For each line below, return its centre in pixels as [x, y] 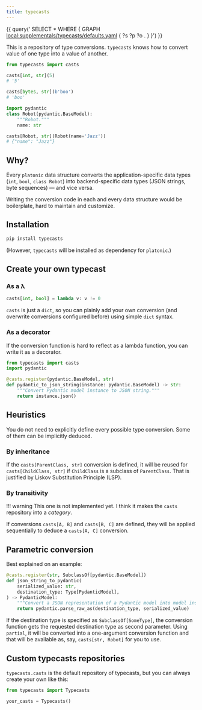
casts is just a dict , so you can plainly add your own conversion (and [92, 310]
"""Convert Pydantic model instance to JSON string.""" [89, 391]
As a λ [16, 286]
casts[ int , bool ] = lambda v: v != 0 [54, 299]
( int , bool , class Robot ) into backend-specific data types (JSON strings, [96, 181]
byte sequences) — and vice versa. [50, 188]
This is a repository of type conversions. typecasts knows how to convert [97, 47]
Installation [28, 225]
